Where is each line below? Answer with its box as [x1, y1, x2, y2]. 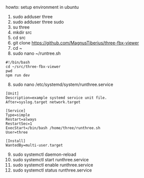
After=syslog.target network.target [5, 100, 81, 105]
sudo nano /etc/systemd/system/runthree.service [12, 81, 114, 87]
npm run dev [5, 73, 30, 78]
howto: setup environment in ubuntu [5, 4, 79, 10]
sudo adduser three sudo [12, 19, 64, 25]
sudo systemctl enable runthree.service [12, 162, 93, 168]
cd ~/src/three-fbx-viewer [5, 64, 61, 69]
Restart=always [5, 117, 37, 122]
